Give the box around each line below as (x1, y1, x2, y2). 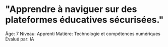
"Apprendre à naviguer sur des (5, 3, 137, 15)
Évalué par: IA (5, 36, 34, 42)
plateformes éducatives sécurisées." (5, 14, 164, 25)
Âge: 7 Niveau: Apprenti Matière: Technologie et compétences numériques (5, 30, 160, 36)
